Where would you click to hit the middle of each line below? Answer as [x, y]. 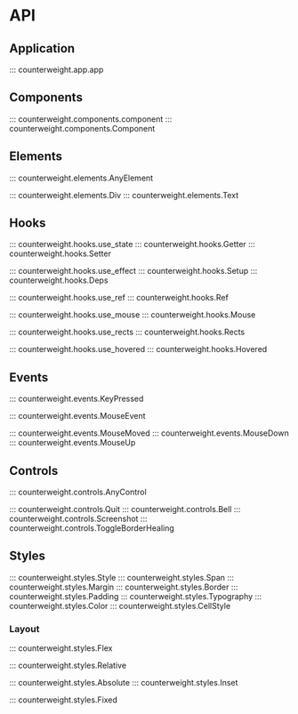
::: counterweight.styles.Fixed [64, 700]
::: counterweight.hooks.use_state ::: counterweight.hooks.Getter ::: [132, 245]
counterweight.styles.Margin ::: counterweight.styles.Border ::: [124, 587]
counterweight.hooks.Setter [60, 253]
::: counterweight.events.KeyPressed [77, 399]
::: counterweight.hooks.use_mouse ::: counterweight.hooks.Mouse [133, 315]
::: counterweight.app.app [56, 69]
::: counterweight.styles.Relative [68, 666]
